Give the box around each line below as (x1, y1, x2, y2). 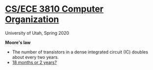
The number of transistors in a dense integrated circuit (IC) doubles (12, 49, 148, 55)
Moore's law (5, 39, 31, 45)
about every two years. (12, 54, 59, 60)
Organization (5, 14, 59, 25)
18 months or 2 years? (12, 59, 57, 65)
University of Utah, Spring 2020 (5, 30, 69, 36)
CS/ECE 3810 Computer (5, 3, 104, 15)
